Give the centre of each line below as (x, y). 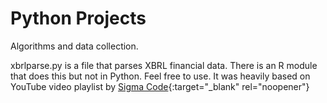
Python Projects (78, 18)
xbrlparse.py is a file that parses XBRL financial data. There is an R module (164, 65)
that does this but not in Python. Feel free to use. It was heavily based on (160, 76)
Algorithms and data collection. (74, 46)
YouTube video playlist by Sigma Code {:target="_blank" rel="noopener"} (160, 86)
